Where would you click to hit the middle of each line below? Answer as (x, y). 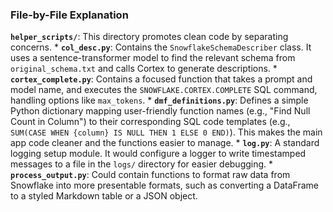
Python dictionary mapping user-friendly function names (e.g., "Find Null (160, 111)
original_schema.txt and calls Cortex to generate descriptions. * (144, 69)
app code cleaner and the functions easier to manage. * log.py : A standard (165, 143)
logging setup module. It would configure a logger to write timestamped (158, 154)
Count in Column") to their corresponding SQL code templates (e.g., (150, 122)
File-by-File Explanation (69, 15)
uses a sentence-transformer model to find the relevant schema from (153, 58)
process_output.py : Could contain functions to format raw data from (150, 175)
